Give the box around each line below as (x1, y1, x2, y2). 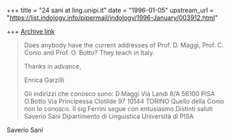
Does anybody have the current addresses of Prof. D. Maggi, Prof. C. (23, 41, 224, 49)
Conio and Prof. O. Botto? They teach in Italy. (23, 49, 155, 57)
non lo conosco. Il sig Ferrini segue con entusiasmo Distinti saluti (23, 105, 213, 112)
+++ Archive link (6, 28, 55, 35)
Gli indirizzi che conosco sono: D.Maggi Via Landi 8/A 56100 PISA (23, 90, 215, 98)
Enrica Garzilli (23, 76, 65, 84)
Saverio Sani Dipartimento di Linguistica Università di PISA (23, 112, 194, 120)
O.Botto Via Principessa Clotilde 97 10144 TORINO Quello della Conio (23, 97, 225, 105)
